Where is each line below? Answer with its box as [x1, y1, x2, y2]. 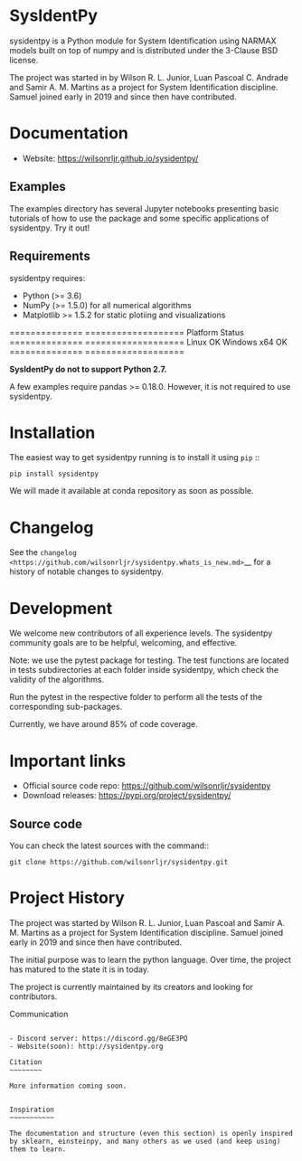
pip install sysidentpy [9, 469, 99, 479]
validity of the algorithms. [9, 675, 105, 685]
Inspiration [9, 1105, 54, 1114]
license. [9, 54, 39, 65]
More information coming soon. [9, 1081, 127, 1090]
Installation [9, 422, 96, 443]
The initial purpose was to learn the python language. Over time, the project [9, 955, 291, 965]
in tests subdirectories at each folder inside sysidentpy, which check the [9, 665, 278, 675]
